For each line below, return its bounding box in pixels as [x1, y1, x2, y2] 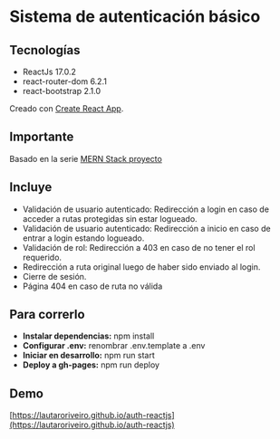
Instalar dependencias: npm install [22, 330, 155, 341]
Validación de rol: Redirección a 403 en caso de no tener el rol [22, 242, 256, 253]
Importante [9, 129, 74, 145]
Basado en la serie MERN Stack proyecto [9, 153, 163, 164]
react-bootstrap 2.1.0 [22, 86, 101, 96]
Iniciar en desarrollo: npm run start [22, 350, 156, 361]
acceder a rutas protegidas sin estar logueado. [22, 213, 198, 224]
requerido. [22, 252, 62, 262]
